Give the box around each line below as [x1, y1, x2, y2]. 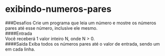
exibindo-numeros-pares [5, 3, 112, 15]
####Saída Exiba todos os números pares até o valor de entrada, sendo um [5, 41, 160, 47]
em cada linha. [5, 46, 35, 52]
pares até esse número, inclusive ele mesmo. [5, 25, 98, 31]
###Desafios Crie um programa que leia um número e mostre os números [5, 20, 157, 26]
